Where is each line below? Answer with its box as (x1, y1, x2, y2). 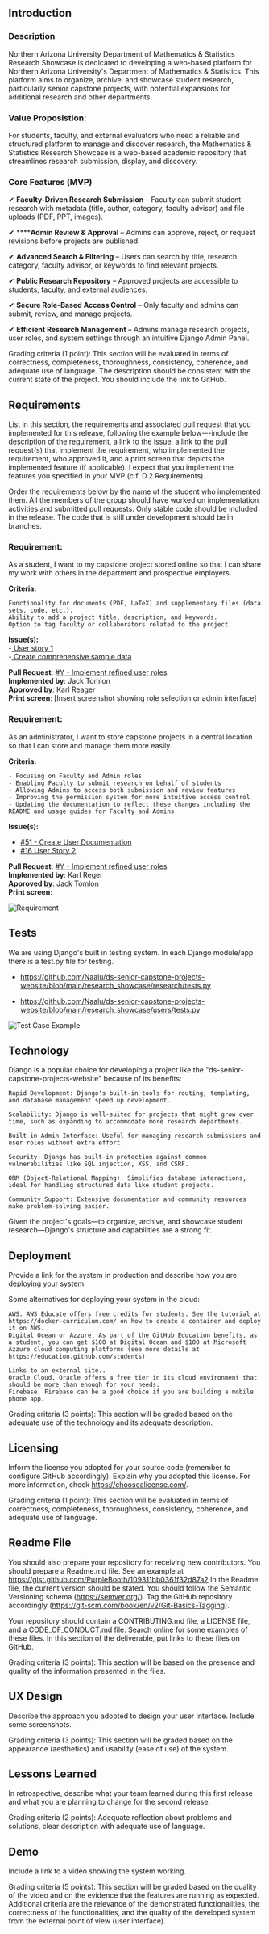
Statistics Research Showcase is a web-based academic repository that (8, 147, 247, 157)
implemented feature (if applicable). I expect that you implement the (8, 462, 234, 472)
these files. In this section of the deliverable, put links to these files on (8, 1633, 240, 1643)
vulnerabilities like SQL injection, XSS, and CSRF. (8, 1160, 189, 1169)
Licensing (8, 1441, 59, 1455)
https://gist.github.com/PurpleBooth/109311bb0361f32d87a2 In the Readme (8, 1574, 259, 1584)
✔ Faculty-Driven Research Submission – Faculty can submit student (8, 195, 242, 204)
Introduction (8, 6, 72, 20)
